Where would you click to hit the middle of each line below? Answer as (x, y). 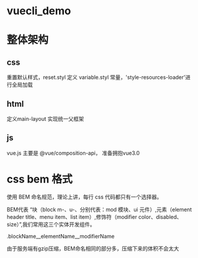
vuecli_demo (39, 11)
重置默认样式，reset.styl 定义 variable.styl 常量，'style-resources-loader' (96, 77)
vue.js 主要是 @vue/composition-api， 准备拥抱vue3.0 (73, 153)
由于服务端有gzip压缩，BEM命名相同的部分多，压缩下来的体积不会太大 (93, 248)
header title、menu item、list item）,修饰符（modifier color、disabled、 (95, 217)
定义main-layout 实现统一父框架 (46, 119)
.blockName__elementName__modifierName (61, 236)
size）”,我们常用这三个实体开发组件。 (51, 224)
